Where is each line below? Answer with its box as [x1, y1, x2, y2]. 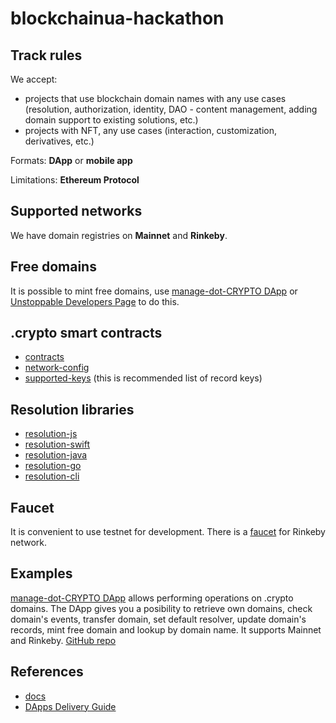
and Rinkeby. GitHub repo [10, 634, 117, 646]
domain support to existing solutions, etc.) [24, 114, 199, 126]
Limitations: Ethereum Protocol [10, 174, 140, 186]
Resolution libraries [10, 401, 135, 418]
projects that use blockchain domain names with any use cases [24, 93, 287, 104]
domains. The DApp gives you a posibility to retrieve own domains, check [10, 602, 313, 614]
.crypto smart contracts [10, 325, 163, 342]
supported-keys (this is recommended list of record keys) [24, 372, 263, 384]
